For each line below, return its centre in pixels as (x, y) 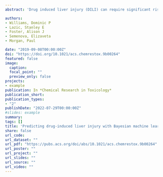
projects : (15, 81)
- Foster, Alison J (25, 32)
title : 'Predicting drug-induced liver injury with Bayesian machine (77, 126)
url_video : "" (19, 167)
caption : (18, 68)
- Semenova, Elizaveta (28, 36)
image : (12, 63)
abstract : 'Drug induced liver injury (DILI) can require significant (78, 9)
